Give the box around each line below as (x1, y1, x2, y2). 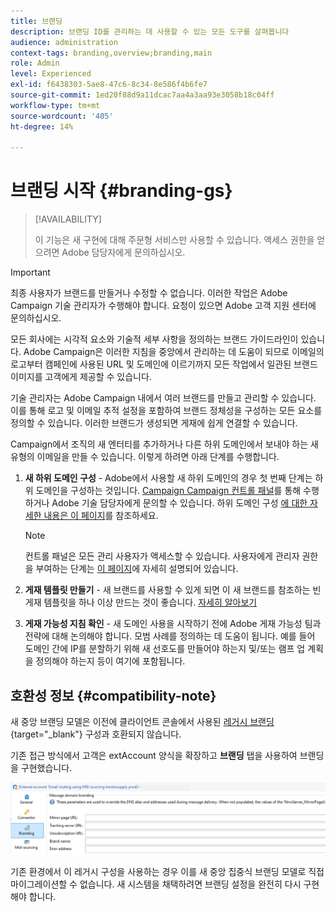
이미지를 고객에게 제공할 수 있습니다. (10, 371, 152, 383)
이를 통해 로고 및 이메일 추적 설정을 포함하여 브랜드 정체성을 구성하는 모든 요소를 (10, 405, 323, 417)
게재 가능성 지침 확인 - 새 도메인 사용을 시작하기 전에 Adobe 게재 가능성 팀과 (24, 618, 322, 630)
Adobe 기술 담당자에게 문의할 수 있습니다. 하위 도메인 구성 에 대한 (51, 497, 308, 509)
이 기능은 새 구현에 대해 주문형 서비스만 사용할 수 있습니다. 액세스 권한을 (34, 234, 315, 246)
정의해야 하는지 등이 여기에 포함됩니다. (35, 655, 186, 667)
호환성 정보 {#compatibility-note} (10, 687, 217, 704)
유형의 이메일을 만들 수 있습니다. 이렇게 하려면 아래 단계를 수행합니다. (10, 451, 280, 463)
